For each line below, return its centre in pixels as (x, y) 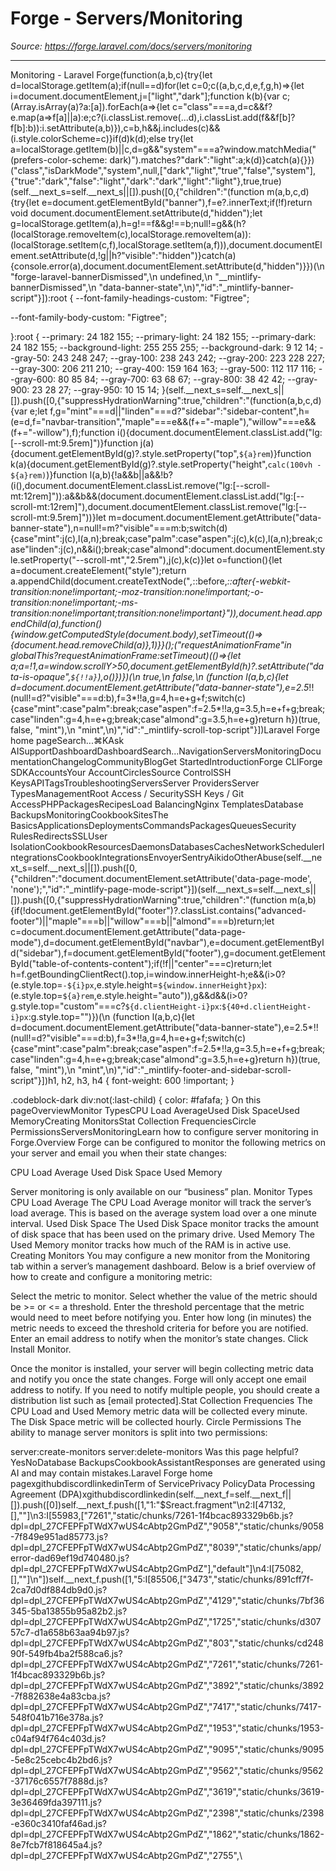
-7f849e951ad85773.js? (59, 1536)
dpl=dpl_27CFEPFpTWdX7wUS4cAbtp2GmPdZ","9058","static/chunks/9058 (167, 1526)
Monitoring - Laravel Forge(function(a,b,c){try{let (111, 74)
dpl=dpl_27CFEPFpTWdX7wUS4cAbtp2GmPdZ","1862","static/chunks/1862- (167, 1834)
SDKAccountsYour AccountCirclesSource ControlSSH (121, 772)
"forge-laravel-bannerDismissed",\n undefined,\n (111, 276)
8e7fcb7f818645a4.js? (56, 1844)
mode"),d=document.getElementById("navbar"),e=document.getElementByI (167, 942)
